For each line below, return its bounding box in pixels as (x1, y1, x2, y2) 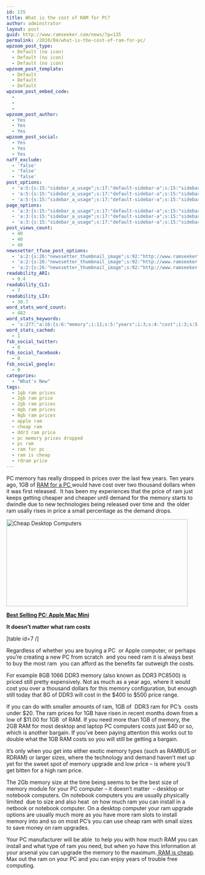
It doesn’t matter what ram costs (6, 623, 91, 630)
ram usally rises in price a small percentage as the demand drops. (6, 507, 172, 514)
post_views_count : (6, 225, 53, 231)
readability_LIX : (6, 293, 51, 299)
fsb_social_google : (6, 361, 56, 367)
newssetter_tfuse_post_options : (6, 247, 88, 254)
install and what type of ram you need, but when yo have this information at (6, 842, 196, 849)
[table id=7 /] (6, 635, 39, 642)
